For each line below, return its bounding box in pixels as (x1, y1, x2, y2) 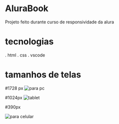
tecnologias (5, 36, 54, 47)
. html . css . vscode (5, 52, 45, 58)
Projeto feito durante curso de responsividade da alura (5, 19, 114, 25)
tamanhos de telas (5, 69, 81, 80)
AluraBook (5, 3, 49, 14)
